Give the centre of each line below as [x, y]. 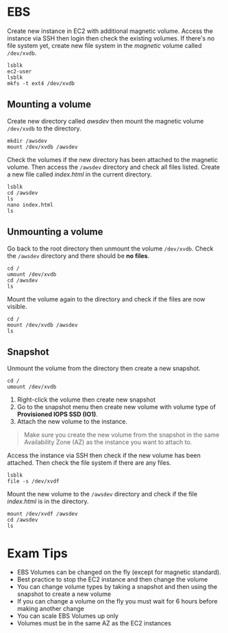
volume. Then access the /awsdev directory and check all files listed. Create [114, 167]
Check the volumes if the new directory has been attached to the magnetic [113, 159]
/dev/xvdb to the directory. [44, 128]
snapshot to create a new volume [64, 594]
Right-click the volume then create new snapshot [86, 400]
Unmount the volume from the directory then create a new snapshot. [104, 369]
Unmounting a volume [55, 232]
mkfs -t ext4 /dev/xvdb [41, 83]
